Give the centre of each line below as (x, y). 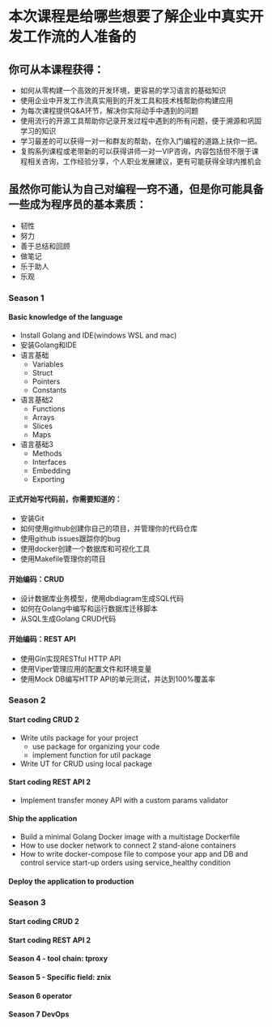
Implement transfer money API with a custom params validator (124, 800)
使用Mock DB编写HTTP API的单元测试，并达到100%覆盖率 (118, 679)
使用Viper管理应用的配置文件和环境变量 (86, 668)
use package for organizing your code (96, 746)
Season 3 (27, 902)
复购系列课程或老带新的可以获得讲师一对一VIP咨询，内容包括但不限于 (136, 151)
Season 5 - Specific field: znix (60, 977)
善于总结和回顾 (45, 246)
